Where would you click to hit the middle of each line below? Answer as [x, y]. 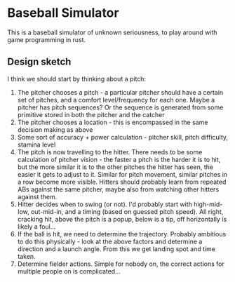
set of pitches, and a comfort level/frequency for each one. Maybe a [116, 100]
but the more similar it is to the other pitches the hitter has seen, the [115, 167]
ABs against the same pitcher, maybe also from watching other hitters [118, 189]
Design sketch [39, 62]
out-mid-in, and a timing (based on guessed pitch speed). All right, [127, 211]
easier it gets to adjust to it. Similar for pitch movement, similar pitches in [122, 174]
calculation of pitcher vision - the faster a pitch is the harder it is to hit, [119, 159]
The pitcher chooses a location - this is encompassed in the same [113, 122]
